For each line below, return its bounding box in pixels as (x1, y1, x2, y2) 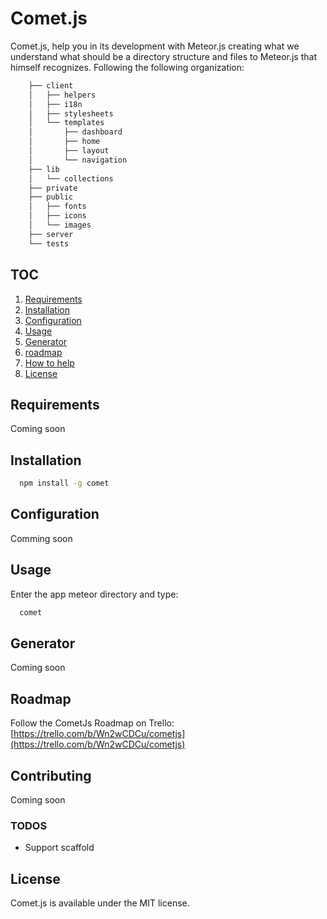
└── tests (28, 238, 70, 249)
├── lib (28, 164, 60, 174)
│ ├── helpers (28, 90, 97, 100)
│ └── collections (28, 173, 114, 184)
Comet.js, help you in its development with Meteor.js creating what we (10, 40, 300, 52)
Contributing (10, 767, 92, 784)
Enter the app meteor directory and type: (10, 588, 179, 600)
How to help (24, 357, 75, 369)
